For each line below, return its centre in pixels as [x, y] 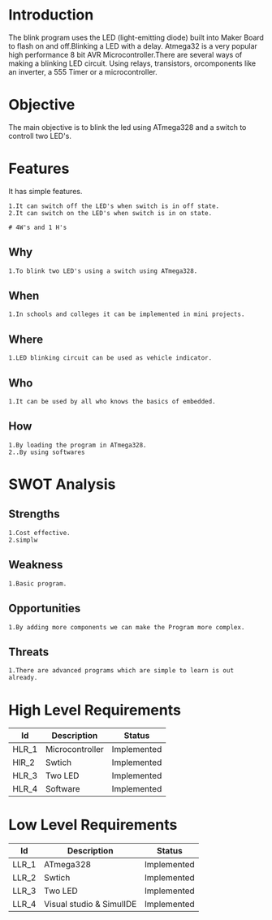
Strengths [34, 514]
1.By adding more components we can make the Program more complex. [127, 627]
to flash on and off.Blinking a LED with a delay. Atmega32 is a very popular [133, 45]
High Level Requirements [95, 710]
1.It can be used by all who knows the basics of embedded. [112, 402]
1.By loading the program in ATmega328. [78, 445]
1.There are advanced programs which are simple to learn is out [121, 671]
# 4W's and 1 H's [38, 227]
